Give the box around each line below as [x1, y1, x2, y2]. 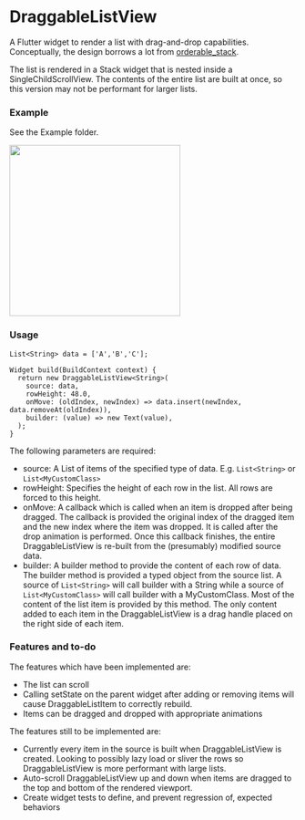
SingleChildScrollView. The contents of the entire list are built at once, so [9, 73, 282, 84]
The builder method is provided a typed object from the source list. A [22, 569, 282, 580]
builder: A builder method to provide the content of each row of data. [22, 559, 282, 571]
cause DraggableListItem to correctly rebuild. [22, 698, 193, 709]
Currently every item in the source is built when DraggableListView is [22, 743, 282, 754]
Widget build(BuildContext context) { [9, 365, 157, 375]
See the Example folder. [9, 127, 99, 138]
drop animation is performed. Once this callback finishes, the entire [22, 531, 276, 542]
